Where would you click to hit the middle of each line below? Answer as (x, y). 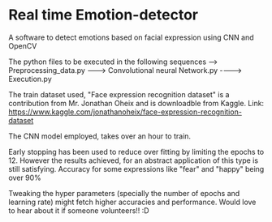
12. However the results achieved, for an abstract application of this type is (133, 160)
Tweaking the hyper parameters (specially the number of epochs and (124, 193)
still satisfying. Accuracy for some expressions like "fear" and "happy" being (136, 169)
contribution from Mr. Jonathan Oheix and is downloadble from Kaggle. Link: (136, 103)
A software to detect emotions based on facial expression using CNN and (131, 37)
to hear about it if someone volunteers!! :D (79, 210)
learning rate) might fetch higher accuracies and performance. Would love (132, 202)
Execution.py (30, 79)
